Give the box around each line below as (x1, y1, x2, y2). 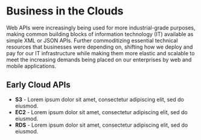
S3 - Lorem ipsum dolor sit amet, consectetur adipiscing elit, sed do (14, 96, 184, 103)
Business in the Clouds (6, 4, 124, 18)
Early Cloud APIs (6, 80, 71, 90)
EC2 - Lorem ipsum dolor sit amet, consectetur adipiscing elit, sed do (14, 108, 188, 115)
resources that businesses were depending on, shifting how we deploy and (6, 43, 193, 50)
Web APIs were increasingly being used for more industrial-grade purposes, (6, 24, 196, 31)
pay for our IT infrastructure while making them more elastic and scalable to (6, 49, 195, 56)
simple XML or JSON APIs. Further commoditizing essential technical (6, 37, 178, 44)
